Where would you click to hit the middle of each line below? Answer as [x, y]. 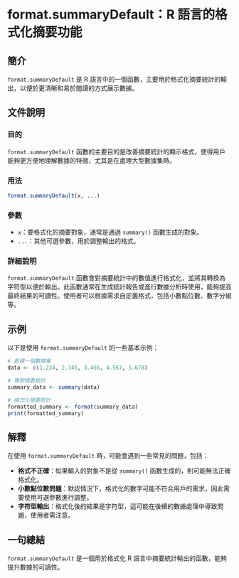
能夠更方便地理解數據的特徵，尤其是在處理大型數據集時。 [91, 160]
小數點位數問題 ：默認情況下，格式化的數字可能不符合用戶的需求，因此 [121, 488]
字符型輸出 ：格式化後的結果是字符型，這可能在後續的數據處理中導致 [117, 506]
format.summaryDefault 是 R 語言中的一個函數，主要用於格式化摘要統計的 [114, 79]
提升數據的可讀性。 [36, 567]
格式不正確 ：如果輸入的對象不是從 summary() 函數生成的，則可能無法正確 [124, 471]
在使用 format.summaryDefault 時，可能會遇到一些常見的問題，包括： [108, 456]
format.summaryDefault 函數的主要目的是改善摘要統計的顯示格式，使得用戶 [117, 151]
